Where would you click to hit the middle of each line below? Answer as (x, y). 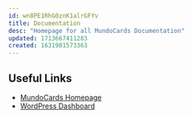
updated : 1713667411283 (48, 38)
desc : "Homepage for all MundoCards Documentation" (96, 31)
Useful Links (40, 78)
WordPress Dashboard (57, 106)
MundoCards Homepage (61, 97)
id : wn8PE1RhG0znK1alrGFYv (53, 16)
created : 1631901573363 (48, 46)
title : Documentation (45, 23)
